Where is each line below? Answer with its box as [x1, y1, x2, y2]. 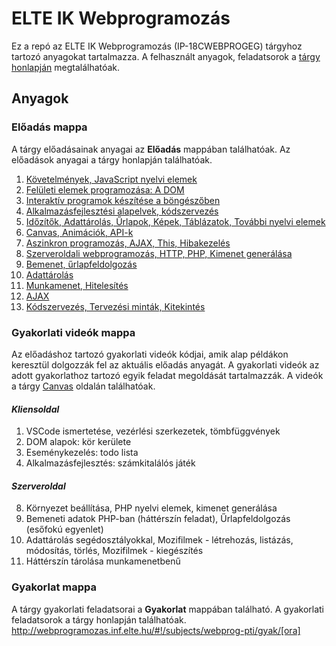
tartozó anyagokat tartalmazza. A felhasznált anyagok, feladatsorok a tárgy [11, 50, 321, 62]
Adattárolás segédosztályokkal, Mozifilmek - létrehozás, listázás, [25, 534, 294, 546]
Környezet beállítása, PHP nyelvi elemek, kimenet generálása [25, 502, 278, 514]
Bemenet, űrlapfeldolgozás [25, 258, 138, 270]
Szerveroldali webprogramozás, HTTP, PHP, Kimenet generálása [25, 247, 293, 259]
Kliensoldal [11, 403, 60, 415]
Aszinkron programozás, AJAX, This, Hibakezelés [25, 237, 231, 249]
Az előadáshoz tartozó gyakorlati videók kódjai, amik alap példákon [11, 348, 289, 360]
